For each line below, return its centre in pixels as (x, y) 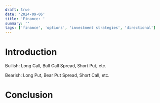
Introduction (31, 52)
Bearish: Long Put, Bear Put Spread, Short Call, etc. (57, 75)
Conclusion (29, 95)
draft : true (17, 10)
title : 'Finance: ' (25, 19)
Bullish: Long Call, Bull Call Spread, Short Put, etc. (56, 66)
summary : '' (17, 23)
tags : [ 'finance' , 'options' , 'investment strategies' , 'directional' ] (80, 28)
